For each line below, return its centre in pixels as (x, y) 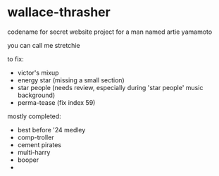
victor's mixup (38, 73)
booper (28, 160)
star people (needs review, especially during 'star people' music (110, 87)
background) (36, 95)
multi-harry (34, 152)
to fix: (16, 59)
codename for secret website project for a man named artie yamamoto (110, 32)
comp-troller (36, 137)
